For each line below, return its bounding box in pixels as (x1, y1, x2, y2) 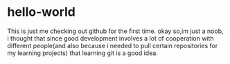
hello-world (7, 4, 76, 20)
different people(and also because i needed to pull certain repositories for (7, 41, 218, 50)
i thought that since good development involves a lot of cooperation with (7, 34, 214, 42)
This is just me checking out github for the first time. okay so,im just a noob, (7, 27, 224, 35)
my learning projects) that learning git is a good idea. (7, 49, 158, 57)
